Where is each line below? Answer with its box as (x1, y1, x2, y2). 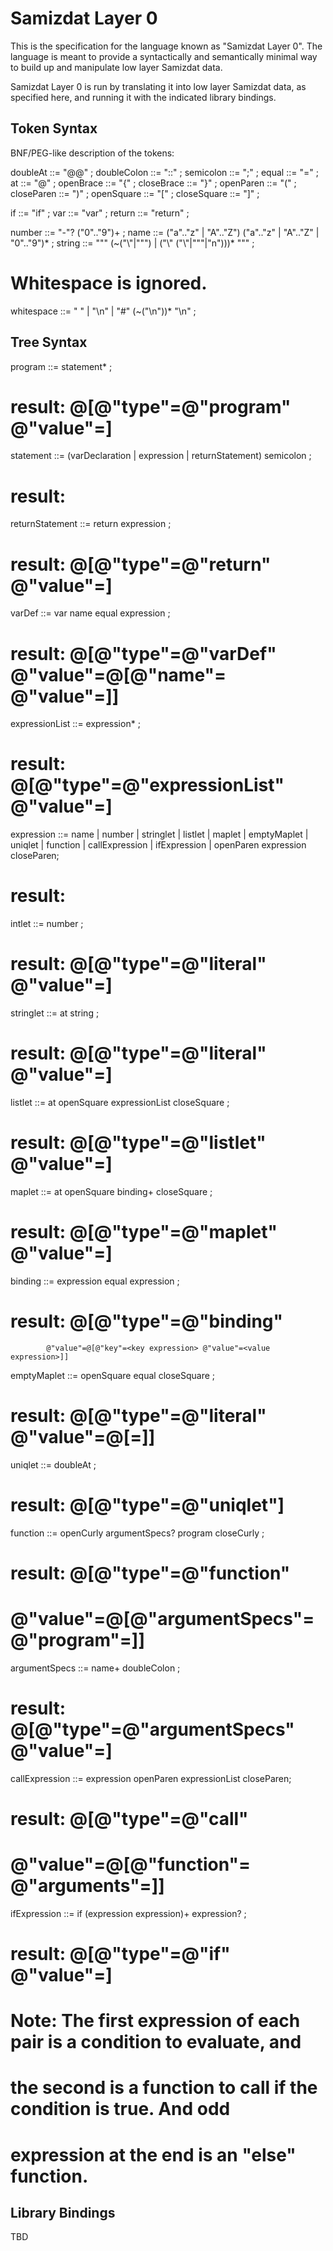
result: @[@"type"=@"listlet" (10, 1132, 267, 1154)
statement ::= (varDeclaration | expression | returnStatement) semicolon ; (10, 450, 312, 462)
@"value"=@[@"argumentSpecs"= (10, 1608, 315, 1631)
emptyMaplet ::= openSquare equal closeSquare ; (10, 1369, 216, 1381)
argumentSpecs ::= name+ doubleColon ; (10, 1662, 181, 1674)
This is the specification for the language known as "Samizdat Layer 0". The (10, 40, 323, 52)
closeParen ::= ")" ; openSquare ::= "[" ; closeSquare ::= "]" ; (10, 187, 260, 199)
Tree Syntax (10, 334, 88, 351)
